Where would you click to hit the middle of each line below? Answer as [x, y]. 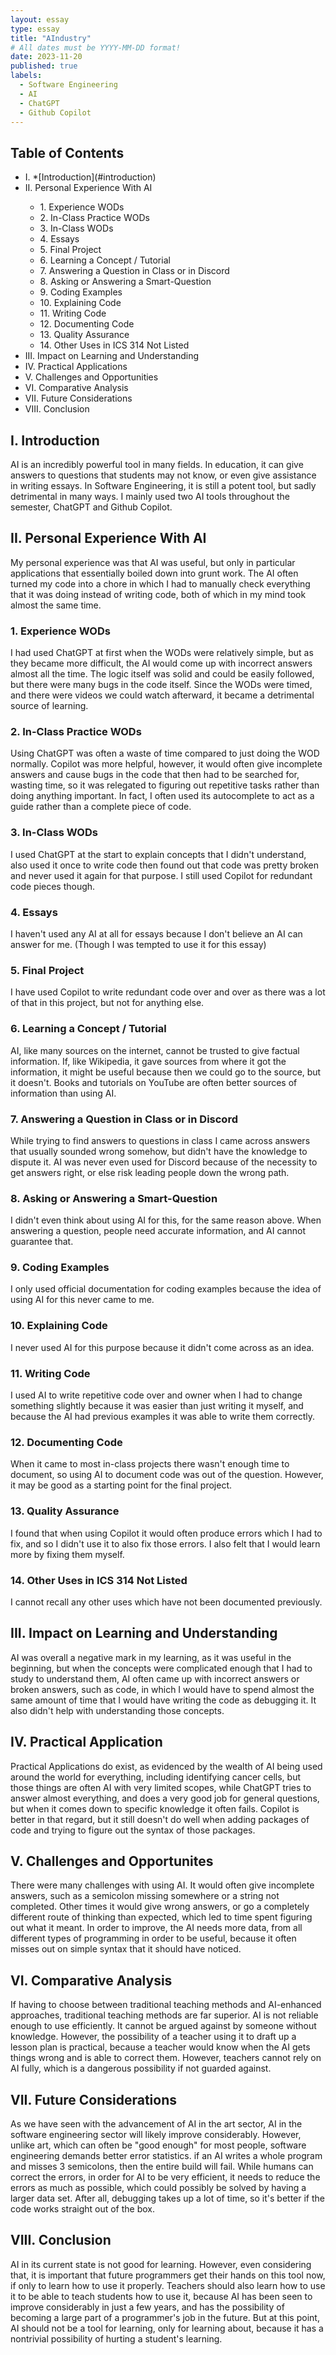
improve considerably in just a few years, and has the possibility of [147, 2307]
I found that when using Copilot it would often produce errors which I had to [166, 1533]
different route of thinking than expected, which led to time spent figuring [161, 1917]
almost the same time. [56, 605]
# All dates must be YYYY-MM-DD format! [96, 47]
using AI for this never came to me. [82, 1300]
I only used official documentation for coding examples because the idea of [166, 1289]
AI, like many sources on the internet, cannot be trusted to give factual [155, 1050]
